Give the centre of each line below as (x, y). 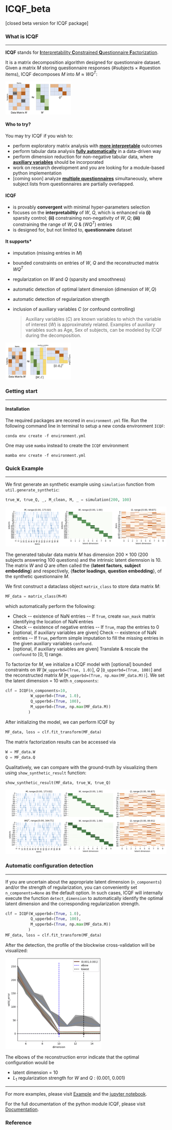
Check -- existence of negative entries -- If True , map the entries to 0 (86, 627)
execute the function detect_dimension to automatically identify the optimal (84, 898)
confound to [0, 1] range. (38, 654)
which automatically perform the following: (50, 606)
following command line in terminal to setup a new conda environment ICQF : (85, 426)
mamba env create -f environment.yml (46, 455)
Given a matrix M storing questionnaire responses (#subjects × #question (83, 68)
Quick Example (24, 468)
